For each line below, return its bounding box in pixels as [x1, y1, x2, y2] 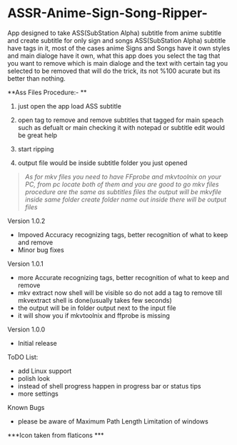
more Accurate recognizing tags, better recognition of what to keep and [17, 273, 230, 281]
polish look [17, 374, 51, 383]
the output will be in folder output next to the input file [17, 304, 176, 312]
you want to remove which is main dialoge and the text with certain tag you [7, 59, 228, 67]
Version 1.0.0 [7, 325, 46, 334]
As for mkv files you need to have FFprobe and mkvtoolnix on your [24, 172, 221, 181]
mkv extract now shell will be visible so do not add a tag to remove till [17, 288, 223, 297]
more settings [17, 389, 59, 398]
